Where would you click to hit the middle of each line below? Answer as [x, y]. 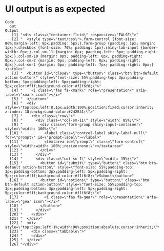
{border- [149, 47]
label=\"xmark [20, 94]
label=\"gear [18, 201]
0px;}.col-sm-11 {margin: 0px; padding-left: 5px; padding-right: [89, 52]
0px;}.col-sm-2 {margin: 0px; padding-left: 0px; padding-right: [73, 60]
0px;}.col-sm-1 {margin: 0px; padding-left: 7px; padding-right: [73, 64]
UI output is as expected [55, 9]
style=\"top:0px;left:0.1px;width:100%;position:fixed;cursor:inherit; [79, 107]
